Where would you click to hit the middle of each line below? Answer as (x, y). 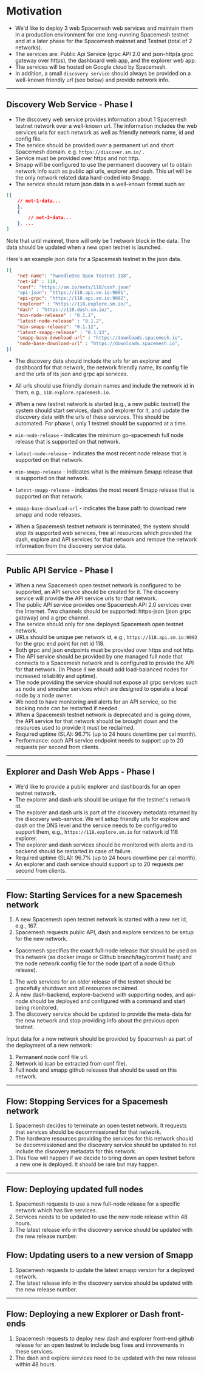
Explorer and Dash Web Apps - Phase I (80, 772)
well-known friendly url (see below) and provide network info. (92, 80)
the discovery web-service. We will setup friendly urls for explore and (102, 819)
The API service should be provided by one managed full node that (99, 656)
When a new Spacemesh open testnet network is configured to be (98, 585)
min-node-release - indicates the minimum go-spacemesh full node (99, 435)
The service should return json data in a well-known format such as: (100, 184)
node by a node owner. (44, 695)
